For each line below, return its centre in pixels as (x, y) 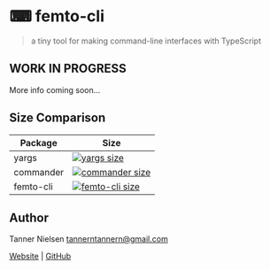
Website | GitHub (40, 256)
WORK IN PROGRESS (68, 69)
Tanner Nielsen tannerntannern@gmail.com (89, 239)
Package (39, 143)
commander (39, 172)
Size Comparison (58, 118)
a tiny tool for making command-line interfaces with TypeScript (146, 41)
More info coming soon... (55, 89)
